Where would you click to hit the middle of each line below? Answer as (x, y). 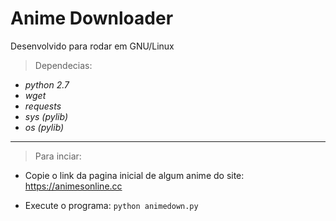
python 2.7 (47, 84)
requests (43, 106)
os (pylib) (44, 127)
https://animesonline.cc (73, 186)
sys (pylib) (46, 116)
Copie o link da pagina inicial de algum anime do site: (134, 175)
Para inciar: (58, 156)
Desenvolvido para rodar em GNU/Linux (92, 46)
